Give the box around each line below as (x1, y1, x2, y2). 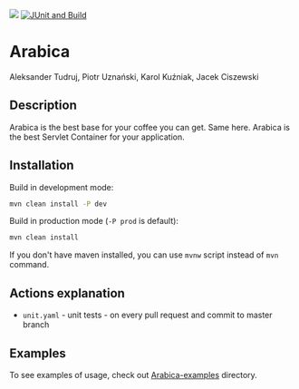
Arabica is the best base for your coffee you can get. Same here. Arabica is (9, 122, 290, 132)
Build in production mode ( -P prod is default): (9, 216, 179, 227)
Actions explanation (9, 286, 125, 301)
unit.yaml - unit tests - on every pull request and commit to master (22, 309, 274, 321)
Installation (9, 158, 74, 173)
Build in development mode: (9, 181, 114, 192)
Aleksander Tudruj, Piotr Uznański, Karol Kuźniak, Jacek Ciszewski (9, 71, 259, 82)
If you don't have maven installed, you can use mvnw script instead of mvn (9, 249, 279, 260)
